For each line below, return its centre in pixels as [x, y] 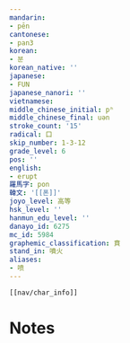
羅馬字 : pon [30, 185]
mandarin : [28, 18]
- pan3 [22, 43]
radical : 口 [31, 135]
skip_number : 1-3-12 [48, 143]
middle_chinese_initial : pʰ [62, 110]
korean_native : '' [43, 68]
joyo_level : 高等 [40, 202]
